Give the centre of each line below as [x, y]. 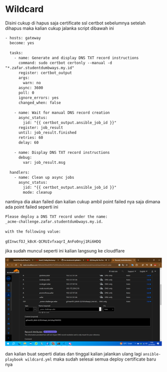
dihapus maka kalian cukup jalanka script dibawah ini [60, 28]
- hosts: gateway [23, 38]
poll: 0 [26, 93]
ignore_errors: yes [38, 98]
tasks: [16, 53]
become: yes [22, 43]
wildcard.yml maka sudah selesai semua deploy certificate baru [91, 359]
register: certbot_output [45, 73]
